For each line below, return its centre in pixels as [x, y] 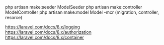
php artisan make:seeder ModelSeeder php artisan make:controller [74, 7]
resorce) [14, 17]
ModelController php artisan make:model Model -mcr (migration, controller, [82, 12]
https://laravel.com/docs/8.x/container [45, 37]
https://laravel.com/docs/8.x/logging [43, 27]
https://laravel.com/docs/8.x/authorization [48, 32]
